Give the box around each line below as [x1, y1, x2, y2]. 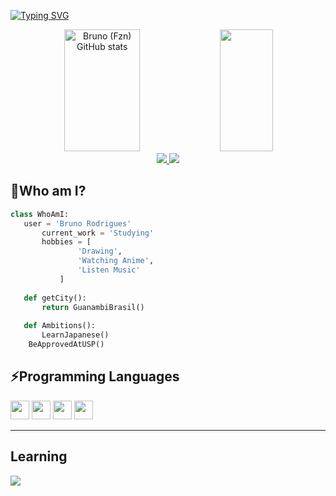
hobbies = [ [41, 237, 92, 247]
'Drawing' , [77, 246, 123, 257]
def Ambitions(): [23, 321, 97, 331]
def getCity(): [23, 293, 87, 303]
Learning [10, 448, 68, 465]
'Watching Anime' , [77, 256, 155, 266]
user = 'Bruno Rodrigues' [23, 218, 132, 229]
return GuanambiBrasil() [41, 302, 145, 312]
